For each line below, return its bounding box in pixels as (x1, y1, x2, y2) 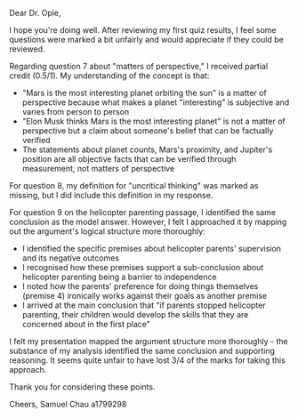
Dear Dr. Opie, (9, 8, 61, 18)
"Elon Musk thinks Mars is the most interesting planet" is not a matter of (21, 116, 286, 126)
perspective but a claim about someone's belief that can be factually (21, 125, 274, 136)
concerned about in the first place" (21, 319, 151, 329)
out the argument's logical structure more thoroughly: (9, 226, 206, 237)
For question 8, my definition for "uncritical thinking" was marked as (9, 181, 260, 190)
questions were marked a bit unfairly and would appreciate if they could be (9, 35, 285, 44)
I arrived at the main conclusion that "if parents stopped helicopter (21, 300, 266, 310)
